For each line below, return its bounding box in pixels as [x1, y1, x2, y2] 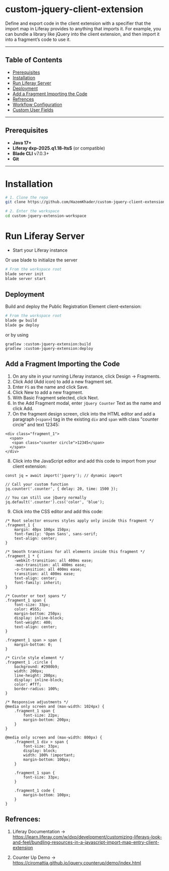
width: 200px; [14, 668, 44, 673]
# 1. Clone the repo [5, 195, 49, 200]
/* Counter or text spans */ [5, 593, 66, 599]
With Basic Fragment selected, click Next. [12, 394, 99, 400]
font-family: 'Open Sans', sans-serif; [14, 531, 98, 536]
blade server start [5, 276, 46, 281]
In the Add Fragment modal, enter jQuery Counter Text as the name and [12, 400, 161, 406]
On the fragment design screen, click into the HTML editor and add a [12, 410, 155, 417]
